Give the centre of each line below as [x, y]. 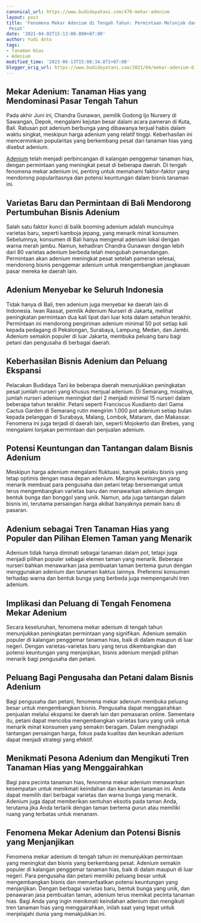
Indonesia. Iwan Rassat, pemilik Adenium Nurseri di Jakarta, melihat [90, 310]
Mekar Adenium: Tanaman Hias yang [76, 91]
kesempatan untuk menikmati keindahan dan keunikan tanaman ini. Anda [96, 788]
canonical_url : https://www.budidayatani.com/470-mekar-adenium [88, 12]
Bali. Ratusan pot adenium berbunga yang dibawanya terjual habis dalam [96, 128]
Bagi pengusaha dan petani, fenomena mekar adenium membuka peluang [97, 701]
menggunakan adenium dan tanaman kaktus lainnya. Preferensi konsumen [98, 572]
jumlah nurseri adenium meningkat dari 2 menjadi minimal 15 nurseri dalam [98, 398]
